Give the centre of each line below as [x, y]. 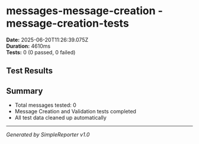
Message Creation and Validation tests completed [75, 112]
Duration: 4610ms [28, 46]
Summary [25, 91]
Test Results [30, 71]
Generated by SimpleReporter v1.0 [48, 135]
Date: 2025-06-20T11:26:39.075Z [47, 40]
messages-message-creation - [84, 11]
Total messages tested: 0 [46, 105]
